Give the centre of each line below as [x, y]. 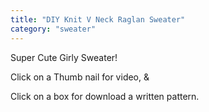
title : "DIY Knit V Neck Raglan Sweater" [98, 19]
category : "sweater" [53, 29]
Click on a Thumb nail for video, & [80, 77]
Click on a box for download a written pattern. [105, 96]
